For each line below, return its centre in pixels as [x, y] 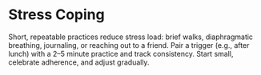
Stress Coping [57, 15]
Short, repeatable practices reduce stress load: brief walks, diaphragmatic [131, 37]
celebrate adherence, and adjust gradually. [79, 62]
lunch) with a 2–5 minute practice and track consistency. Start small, [121, 53]
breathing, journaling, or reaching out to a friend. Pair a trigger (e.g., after [129, 45]
